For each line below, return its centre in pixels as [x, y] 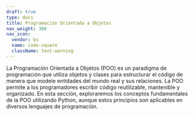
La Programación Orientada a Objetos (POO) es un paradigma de [86, 68]
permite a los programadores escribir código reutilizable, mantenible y [93, 87]
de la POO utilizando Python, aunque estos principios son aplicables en [95, 100]
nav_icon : [19, 34]
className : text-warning [43, 51]
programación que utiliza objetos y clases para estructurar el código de [95, 74]
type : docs [20, 17]
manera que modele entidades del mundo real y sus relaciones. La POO [95, 81]
